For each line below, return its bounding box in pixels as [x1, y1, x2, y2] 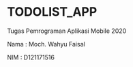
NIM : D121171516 [7, 53, 55, 62]
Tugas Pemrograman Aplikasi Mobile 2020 [7, 27, 127, 35]
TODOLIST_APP [7, 4, 98, 20]
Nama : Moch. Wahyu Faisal [7, 40, 85, 48]
